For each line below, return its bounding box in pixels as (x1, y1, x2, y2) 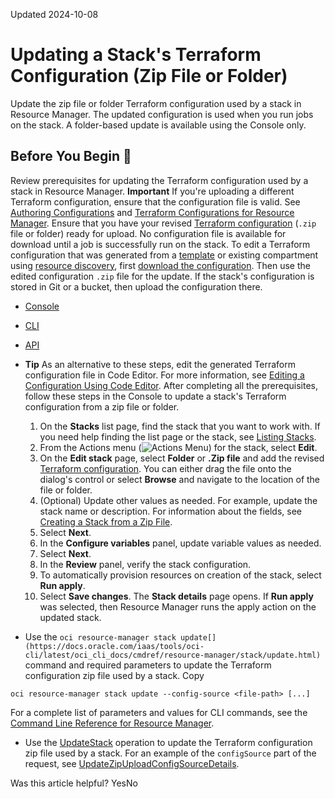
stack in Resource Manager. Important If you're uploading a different (10, 185, 295, 197)
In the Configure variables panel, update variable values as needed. (39, 537, 322, 549)
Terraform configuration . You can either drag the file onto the (39, 462, 292, 474)
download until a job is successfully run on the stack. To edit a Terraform (10, 238, 311, 250)
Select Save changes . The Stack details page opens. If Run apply (39, 590, 314, 602)
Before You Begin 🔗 (10, 148, 132, 165)
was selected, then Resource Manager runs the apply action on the (39, 600, 317, 613)
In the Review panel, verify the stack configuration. (39, 558, 252, 570)
